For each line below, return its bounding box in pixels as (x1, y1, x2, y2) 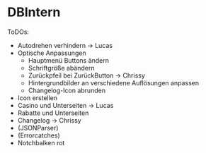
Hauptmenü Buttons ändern (28, 56, 110, 64)
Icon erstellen (17, 93, 58, 102)
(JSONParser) (17, 123, 59, 132)
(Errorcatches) (17, 131, 60, 140)
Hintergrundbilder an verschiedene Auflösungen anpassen (28, 78, 200, 87)
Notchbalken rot (17, 138, 65, 147)
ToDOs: (7, 27, 30, 36)
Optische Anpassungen (17, 49, 86, 57)
